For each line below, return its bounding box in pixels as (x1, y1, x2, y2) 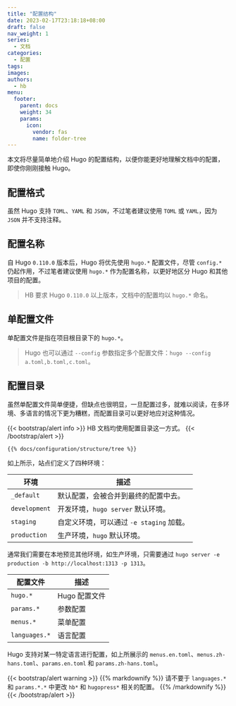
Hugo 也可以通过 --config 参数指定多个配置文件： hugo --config (24, 348, 211, 357)
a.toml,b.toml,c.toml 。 (24, 357, 94, 365)
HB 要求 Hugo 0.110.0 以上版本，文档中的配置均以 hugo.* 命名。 (24, 291, 212, 299)
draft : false (7, 23, 46, 30)
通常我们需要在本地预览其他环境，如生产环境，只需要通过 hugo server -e (7, 550, 221, 559)
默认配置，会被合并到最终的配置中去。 (57, 491, 185, 501)
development (11, 505, 51, 513)
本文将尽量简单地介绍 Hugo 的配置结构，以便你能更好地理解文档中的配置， (7, 155, 224, 164)
